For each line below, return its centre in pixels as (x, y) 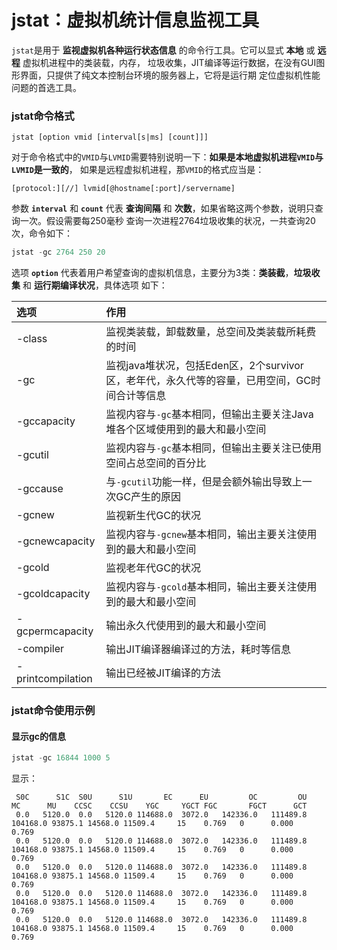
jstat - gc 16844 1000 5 (61, 758)
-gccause (40, 489)
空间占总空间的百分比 (156, 463)
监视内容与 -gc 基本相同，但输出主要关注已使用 (213, 448)
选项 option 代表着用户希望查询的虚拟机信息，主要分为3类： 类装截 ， (152, 273)
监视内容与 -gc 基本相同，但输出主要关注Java (209, 414)
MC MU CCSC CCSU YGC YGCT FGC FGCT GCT (159, 806)
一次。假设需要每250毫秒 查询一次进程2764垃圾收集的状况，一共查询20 (167, 221)
